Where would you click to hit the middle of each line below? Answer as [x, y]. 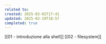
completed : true [21, 23]
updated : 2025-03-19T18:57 [32, 18]
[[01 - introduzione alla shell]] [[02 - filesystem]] [53, 37]
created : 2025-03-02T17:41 [32, 14]
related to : [17, 9]
